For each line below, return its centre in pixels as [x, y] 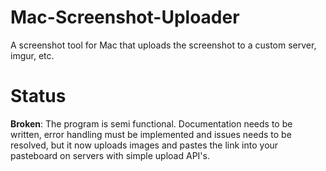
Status [38, 96]
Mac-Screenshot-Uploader [125, 17]
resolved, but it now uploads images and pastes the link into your [144, 145]
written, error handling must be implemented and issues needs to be [151, 134]
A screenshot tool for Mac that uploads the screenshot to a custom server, [163, 45]
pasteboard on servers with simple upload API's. [110, 155]
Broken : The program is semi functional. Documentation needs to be [151, 123]
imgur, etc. [32, 55]
